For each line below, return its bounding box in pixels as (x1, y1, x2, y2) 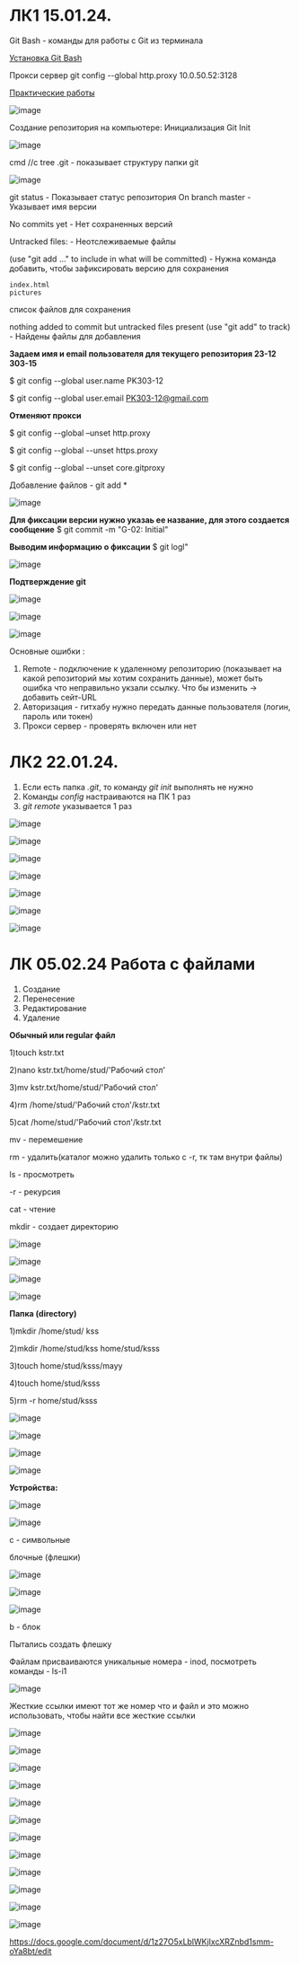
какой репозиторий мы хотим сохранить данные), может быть (22, 673, 263, 683)
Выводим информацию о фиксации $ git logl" (9, 541, 189, 552)
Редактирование (22, 1002, 87, 1013)
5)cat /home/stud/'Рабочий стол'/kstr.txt (9, 1116, 162, 1127)
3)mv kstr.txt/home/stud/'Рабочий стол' (9, 1081, 159, 1092)
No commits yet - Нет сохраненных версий (9, 218, 173, 229)
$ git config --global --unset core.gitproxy (9, 462, 166, 472)
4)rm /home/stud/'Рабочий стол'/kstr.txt (9, 1099, 161, 1110)
